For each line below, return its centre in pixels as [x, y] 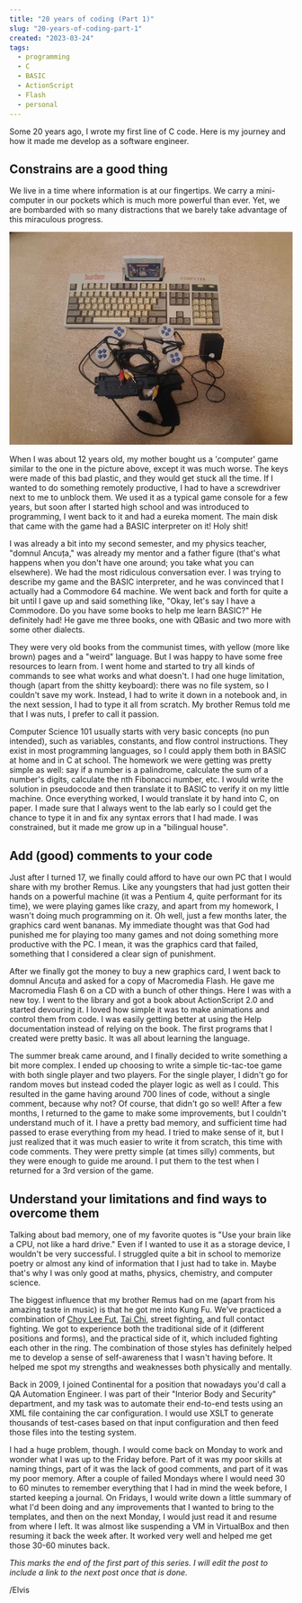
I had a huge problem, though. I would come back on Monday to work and [146, 1450]
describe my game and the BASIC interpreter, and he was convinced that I [147, 582]
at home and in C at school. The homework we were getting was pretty [141, 760]
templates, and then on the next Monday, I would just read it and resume [143, 1517]
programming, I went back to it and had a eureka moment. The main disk [144, 517]
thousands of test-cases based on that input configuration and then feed [144, 1423]
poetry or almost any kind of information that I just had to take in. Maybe [143, 1263]
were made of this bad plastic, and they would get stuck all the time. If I [142, 478]
